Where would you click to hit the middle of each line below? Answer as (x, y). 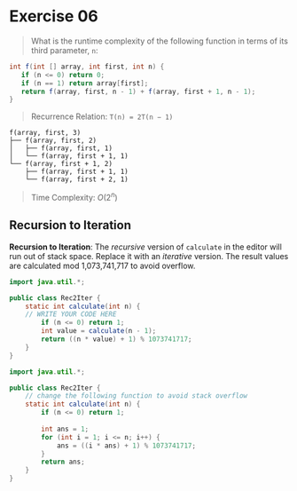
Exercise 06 (54, 16)
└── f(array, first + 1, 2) (61, 164)
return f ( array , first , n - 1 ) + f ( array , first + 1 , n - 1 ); (138, 91)
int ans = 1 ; (65, 429)
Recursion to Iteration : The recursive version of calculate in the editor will (145, 247)
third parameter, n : (64, 50)
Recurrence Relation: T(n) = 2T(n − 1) (102, 116)
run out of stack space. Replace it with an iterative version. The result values (149, 256)
